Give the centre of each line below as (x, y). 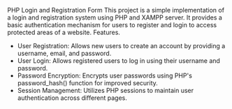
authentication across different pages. (72, 98)
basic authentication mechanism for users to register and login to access (112, 25)
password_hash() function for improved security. (88, 83)
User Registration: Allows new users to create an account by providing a (121, 46)
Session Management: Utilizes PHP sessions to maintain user (106, 90)
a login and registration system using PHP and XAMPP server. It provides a (115, 17)
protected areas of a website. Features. (64, 32)
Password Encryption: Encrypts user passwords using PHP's (104, 75)
